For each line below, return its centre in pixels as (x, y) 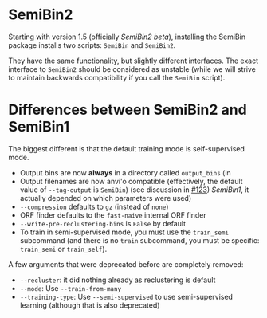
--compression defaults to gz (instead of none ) (94, 206)
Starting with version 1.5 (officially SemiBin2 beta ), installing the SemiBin (127, 37)
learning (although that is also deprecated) (90, 305)
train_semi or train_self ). (63, 249)
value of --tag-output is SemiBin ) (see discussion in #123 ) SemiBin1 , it (134, 190)
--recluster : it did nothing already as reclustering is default (118, 280)
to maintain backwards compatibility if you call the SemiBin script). (117, 77)
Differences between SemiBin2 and (128, 110)
